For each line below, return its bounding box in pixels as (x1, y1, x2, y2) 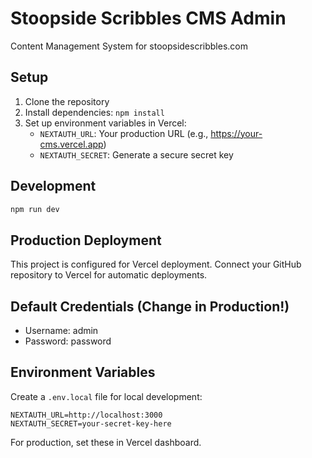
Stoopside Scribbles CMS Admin (10, 7, 287, 30)
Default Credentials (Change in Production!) (10, 298, 290, 315)
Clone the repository (24, 95, 110, 107)
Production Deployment (10, 232, 162, 249)
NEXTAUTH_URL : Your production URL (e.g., (39, 127, 209, 139)
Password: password (24, 335, 112, 347)
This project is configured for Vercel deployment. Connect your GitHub (10, 258, 302, 271)
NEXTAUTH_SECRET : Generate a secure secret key (39, 148, 234, 161)
